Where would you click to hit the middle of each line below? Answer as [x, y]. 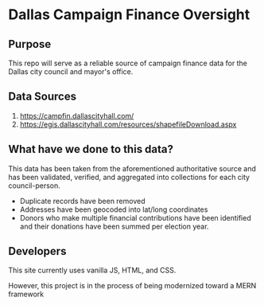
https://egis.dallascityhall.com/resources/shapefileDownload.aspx [128, 124]
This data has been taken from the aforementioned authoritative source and [132, 168]
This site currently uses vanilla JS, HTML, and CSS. [92, 270]
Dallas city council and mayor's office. [71, 72]
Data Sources [43, 97]
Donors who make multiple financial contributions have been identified [136, 217]
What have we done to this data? [91, 149]
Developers [37, 251]
